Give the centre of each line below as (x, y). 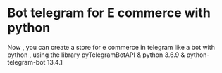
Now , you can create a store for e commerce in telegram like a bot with (111, 47)
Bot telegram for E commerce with (109, 13)
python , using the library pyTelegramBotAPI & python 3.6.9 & (96, 55)
